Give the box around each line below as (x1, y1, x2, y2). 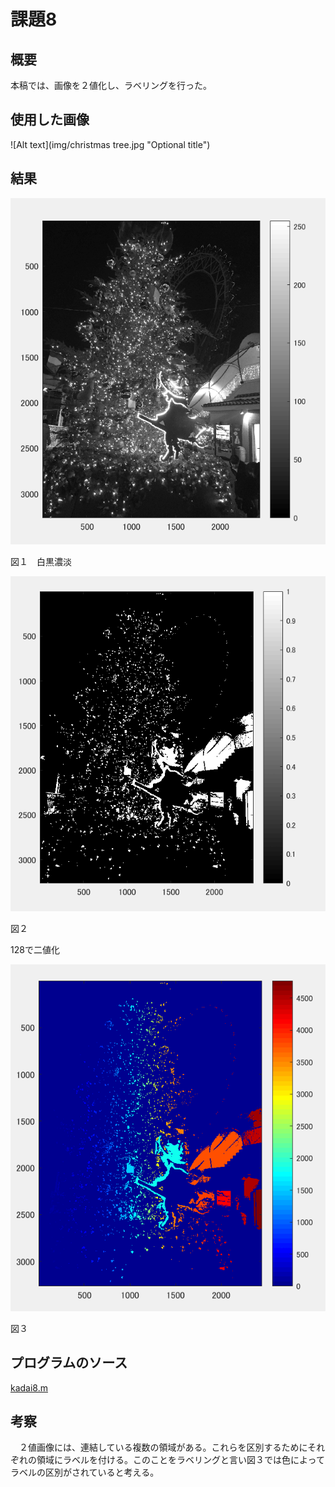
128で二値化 (10, 944, 60, 956)
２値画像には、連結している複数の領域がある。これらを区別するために (18, 1441, 308, 1454)
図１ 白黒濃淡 (10, 555, 72, 567)
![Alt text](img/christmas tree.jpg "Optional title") (10, 138, 211, 150)
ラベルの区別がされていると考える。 (10, 1466, 160, 1479)
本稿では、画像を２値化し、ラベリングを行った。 (10, 80, 212, 91)
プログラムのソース (10, 1355, 128, 1372)
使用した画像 (10, 111, 90, 129)
